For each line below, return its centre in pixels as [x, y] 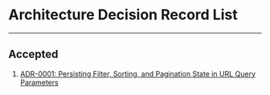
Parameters [39, 82]
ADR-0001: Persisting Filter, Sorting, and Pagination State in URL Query [137, 73]
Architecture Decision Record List [123, 15]
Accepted [33, 54]
